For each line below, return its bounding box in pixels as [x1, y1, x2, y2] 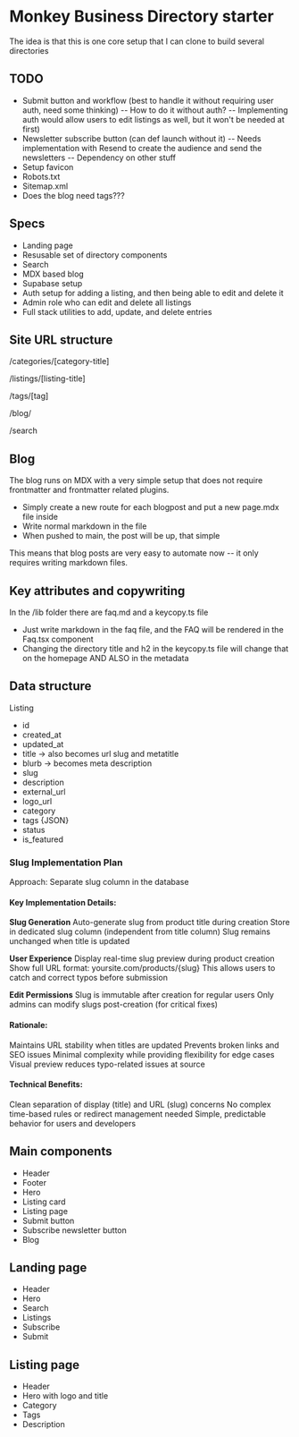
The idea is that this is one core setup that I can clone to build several [9, 36, 265, 47]
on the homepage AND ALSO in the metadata [21, 653, 189, 663]
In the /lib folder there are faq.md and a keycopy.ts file [9, 607, 209, 617]
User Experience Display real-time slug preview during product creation [9, 953, 275, 964]
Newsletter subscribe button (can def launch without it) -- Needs [21, 132, 262, 144]
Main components [9, 1144, 112, 1160]
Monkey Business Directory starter [9, 6, 274, 27]
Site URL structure [9, 332, 113, 347]
